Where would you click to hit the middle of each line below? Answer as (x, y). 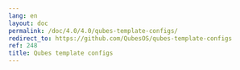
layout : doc (28, 23)
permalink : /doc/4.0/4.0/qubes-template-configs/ (93, 31)
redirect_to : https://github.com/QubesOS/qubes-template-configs (120, 38)
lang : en (23, 16)
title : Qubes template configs (61, 53)
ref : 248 (23, 46)
